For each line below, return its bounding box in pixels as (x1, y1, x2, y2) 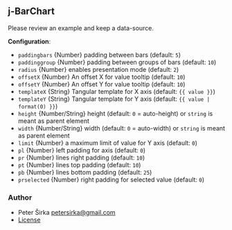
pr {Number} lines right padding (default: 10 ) (17, 153, 145, 162)
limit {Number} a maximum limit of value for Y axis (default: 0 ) (17, 138, 198, 147)
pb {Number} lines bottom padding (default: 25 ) (17, 168, 152, 176)
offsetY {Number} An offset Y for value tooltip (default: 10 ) (17, 79, 186, 88)
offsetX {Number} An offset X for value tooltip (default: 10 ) (17, 73, 186, 81)
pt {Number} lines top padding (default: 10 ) (17, 160, 141, 169)
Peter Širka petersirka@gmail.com (17, 209, 116, 217)
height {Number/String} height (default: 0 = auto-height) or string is (17, 109, 213, 117)
